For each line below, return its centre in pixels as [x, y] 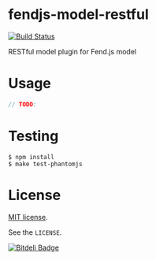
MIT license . [28, 217]
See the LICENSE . [35, 232]
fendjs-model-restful [79, 15]
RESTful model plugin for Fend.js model [72, 51]
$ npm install [32, 157]
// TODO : [22, 104]
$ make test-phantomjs [45, 164]
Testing [33, 136]
